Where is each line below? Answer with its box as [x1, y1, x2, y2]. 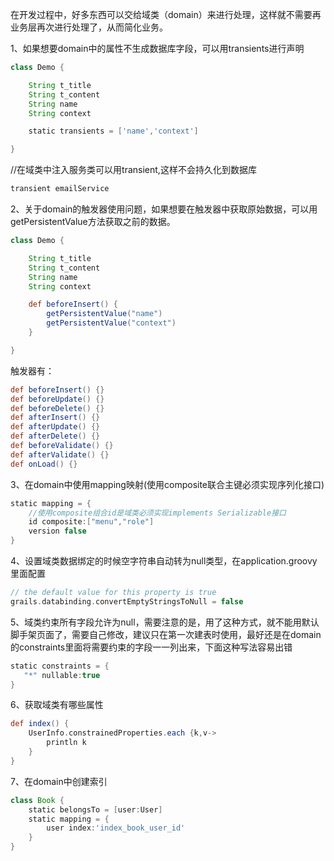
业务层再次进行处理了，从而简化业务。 [10, 21, 168, 33]
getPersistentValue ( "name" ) [46, 309, 163, 319]
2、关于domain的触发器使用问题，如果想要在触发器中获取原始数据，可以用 [10, 203, 318, 215]
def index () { [10, 719, 70, 729]
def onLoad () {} [10, 459, 78, 469]
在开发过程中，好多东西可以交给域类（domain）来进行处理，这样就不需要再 [10, 9, 322, 20]
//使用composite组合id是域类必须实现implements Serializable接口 [28, 508, 287, 518]
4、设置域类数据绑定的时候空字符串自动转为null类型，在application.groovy [10, 555, 318, 567]
